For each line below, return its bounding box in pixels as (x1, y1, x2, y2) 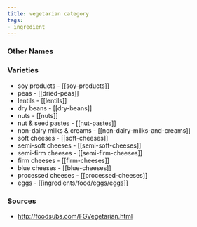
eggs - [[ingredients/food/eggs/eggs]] (17, 179, 128, 187)
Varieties (7, 65, 39, 75)
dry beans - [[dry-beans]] (17, 103, 93, 112)
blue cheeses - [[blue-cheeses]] (17, 163, 111, 172)
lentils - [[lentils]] (17, 96, 67, 105)
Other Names (7, 46, 54, 56)
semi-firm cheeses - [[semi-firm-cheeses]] (17, 148, 142, 157)
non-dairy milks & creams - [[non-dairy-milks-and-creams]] (17, 126, 191, 134)
